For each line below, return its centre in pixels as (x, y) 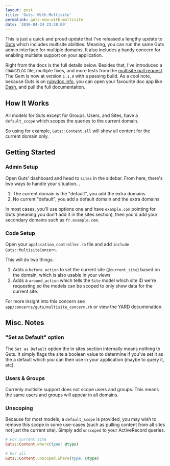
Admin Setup (22, 167)
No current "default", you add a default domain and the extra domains (86, 199)
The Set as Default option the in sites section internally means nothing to (83, 349)
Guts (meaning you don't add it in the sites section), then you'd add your (81, 214)
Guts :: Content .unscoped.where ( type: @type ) (52, 458)
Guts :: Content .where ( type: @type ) (42, 444)
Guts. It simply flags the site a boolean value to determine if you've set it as (84, 354)
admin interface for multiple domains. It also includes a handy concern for (83, 50)
